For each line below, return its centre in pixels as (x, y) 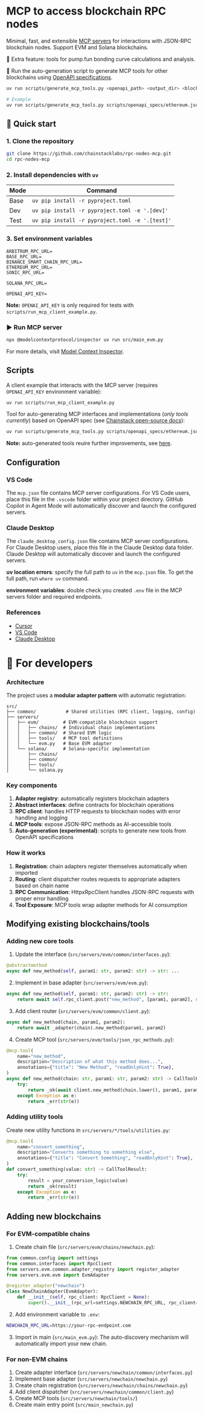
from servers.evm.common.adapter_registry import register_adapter (93, 1269)
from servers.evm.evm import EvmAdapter (58, 1275)
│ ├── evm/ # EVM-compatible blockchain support (82, 722)
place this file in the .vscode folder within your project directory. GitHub (95, 499)
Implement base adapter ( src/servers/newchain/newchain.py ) (91, 1379)
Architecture (25, 682)
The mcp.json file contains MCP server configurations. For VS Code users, (98, 493)
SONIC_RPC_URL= (25, 272)
